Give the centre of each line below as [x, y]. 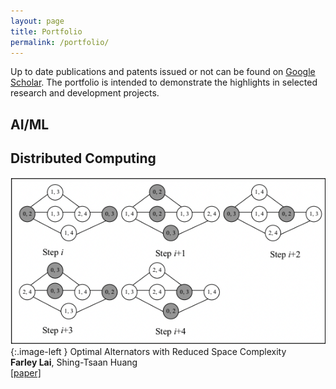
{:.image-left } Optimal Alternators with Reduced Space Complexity [148, 351]
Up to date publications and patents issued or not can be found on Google [163, 72]
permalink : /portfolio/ [60, 42]
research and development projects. [85, 93]
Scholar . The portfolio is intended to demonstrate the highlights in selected [164, 82]
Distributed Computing [83, 158]
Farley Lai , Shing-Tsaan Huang [74, 362]
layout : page [37, 21]
